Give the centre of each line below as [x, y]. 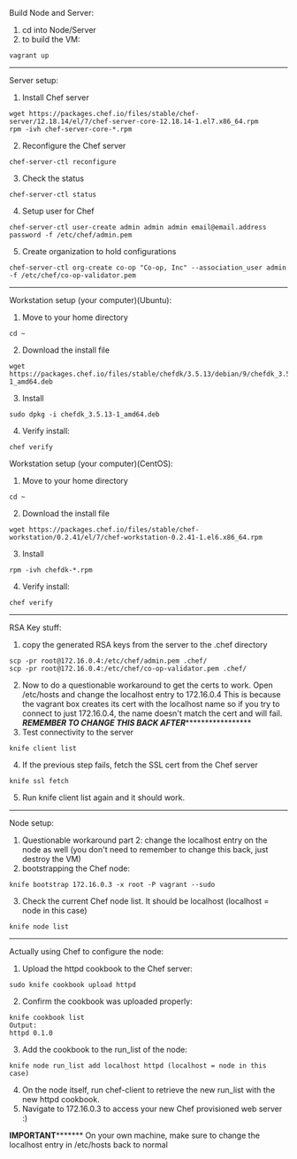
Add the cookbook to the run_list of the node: [104, 1050]
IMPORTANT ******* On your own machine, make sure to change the [135, 1135]
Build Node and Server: [52, 13]
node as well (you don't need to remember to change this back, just [145, 849]
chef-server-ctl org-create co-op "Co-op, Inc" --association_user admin [148, 268]
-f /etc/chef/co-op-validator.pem [73, 276]
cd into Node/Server [59, 30]
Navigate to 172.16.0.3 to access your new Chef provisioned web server [152, 1108]
